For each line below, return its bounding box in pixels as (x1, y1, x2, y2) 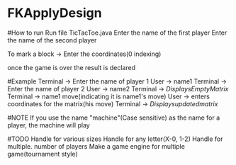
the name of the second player (7, 35, 97, 44)
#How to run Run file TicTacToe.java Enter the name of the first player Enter (7, 28, 227, 37)
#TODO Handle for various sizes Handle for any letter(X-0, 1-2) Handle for (7, 135, 223, 143)
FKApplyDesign (7, 5, 102, 21)
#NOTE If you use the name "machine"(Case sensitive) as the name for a (7, 113, 220, 122)
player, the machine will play (7, 120, 90, 129)
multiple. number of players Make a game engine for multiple (7, 142, 186, 150)
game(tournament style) (7, 149, 78, 158)
